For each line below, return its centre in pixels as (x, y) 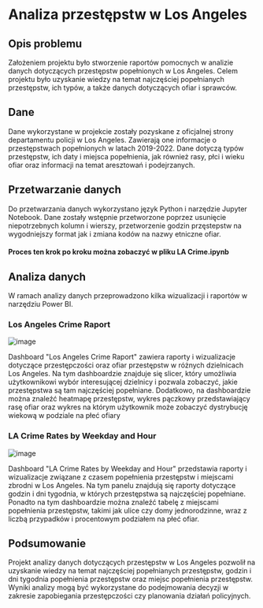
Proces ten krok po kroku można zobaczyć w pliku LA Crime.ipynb (119, 252)
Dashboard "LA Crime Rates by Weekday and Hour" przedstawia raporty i (128, 468)
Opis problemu (45, 44)
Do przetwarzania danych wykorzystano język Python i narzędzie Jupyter (128, 209)
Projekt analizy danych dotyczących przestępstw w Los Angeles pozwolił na (132, 562)
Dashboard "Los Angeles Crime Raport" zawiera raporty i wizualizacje (122, 357)
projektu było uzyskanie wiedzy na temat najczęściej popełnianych (116, 79)
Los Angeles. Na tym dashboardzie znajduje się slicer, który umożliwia (122, 374)
